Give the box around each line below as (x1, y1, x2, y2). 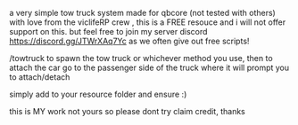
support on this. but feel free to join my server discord (9, 27, 208, 36)
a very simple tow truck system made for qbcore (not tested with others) (9, 8, 277, 18)
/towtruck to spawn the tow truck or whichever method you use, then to (9, 53, 274, 63)
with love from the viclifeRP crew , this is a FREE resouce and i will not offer (9, 17, 286, 27)
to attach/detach (9, 72, 70, 82)
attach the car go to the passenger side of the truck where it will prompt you (9, 62, 290, 73)
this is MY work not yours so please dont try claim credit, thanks (9, 106, 245, 116)
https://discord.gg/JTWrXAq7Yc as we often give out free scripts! (9, 35, 250, 46)
